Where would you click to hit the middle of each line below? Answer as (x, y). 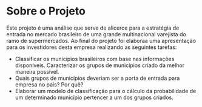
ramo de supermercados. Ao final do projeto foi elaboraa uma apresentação (101, 41)
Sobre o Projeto (46, 11)
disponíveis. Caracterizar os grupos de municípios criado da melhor (100, 65)
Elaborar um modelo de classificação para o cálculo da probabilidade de (106, 91)
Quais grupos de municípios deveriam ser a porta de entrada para (97, 78)
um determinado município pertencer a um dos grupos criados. (94, 97)
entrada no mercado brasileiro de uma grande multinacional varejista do (96, 34)
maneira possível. (37, 71)
